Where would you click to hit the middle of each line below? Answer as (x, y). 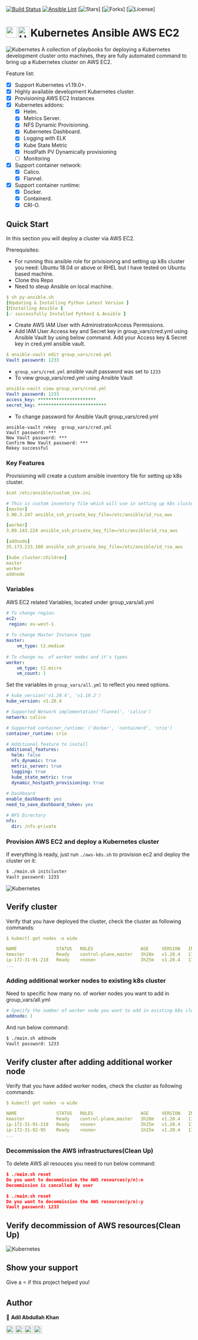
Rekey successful (27, 448)
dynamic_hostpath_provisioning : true (58, 783)
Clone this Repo (34, 280)
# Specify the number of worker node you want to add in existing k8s (95, 1011)
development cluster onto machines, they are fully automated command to (96, 56)
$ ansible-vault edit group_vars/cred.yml (59, 355)
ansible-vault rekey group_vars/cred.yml (59, 427)
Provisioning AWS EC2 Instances (55, 98)
